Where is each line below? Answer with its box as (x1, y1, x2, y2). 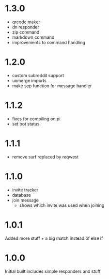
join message (12, 197, 39, 203)
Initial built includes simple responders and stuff (5, 268, 101, 274)
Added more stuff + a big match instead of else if (5, 235, 103, 241)
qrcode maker (12, 19, 40, 25)
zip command (12, 29, 40, 35)
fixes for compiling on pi (12, 116, 61, 122)
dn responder (12, 24, 40, 30)
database (12, 192, 31, 198)
